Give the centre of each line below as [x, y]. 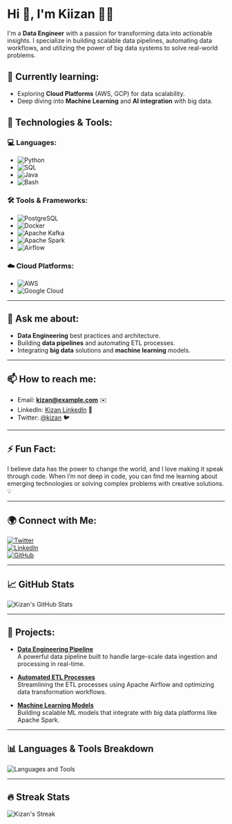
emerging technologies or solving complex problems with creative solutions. [116, 484]
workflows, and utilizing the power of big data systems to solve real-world [113, 48]
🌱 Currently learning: [53, 77]
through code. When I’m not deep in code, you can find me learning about [112, 476]
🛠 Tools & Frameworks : [48, 201]
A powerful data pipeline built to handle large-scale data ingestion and [117, 656]
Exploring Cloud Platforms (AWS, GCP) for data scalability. [101, 93]
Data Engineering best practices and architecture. [89, 335]
